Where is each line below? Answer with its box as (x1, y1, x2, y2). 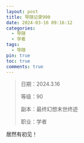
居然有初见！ (6, 131, 37, 138)
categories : (6, 25, 35, 31)
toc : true (6, 58, 31, 64)
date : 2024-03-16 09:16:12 (6, 19, 73, 25)
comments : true (6, 63, 44, 70)
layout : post (6, 8, 38, 15)
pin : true (6, 53, 31, 58)
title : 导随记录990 (6, 14, 51, 20)
